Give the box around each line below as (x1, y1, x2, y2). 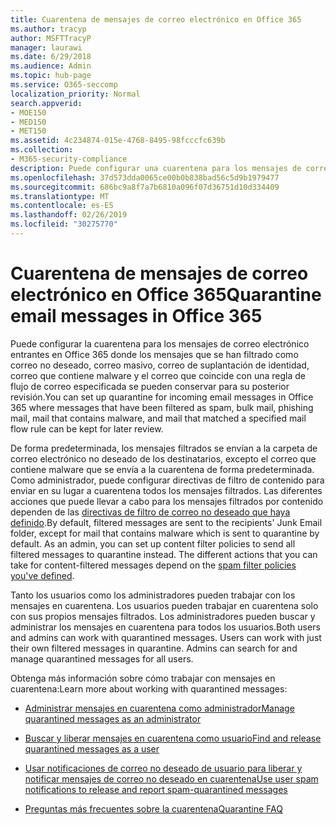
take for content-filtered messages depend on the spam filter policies (10, 559, 297, 571)
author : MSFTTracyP (10, 33, 92, 43)
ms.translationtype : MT (10, 191, 110, 201)
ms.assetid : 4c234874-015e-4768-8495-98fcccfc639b (10, 136, 226, 146)
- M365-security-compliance (10, 154, 128, 164)
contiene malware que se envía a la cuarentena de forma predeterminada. (10, 463, 315, 475)
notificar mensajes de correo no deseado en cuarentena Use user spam (24, 772, 319, 785)
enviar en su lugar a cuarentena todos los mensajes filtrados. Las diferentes (10, 484, 323, 496)
